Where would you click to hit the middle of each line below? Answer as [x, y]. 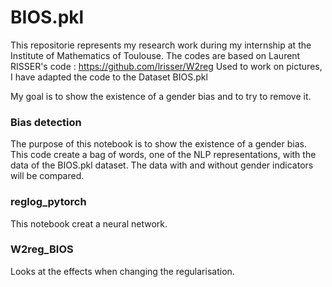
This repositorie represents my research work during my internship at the [161, 45]
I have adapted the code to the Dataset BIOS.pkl [109, 77]
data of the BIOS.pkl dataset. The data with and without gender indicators [162, 165]
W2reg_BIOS [42, 249]
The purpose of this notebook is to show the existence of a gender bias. [158, 144]
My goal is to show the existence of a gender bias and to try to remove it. [161, 96]
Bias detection [46, 122]
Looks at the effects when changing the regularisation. [122, 271]
